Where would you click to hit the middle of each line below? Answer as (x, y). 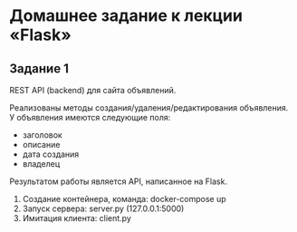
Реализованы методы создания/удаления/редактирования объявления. (149, 108)
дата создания (51, 154)
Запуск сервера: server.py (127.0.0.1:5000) (103, 208)
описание (41, 145)
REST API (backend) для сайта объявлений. (93, 90)
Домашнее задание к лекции (126, 16)
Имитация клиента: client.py (77, 218)
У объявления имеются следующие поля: (90, 117)
